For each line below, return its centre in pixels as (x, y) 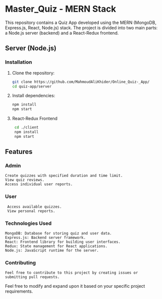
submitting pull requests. (32, 277)
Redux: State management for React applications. (56, 246)
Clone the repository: (33, 73)
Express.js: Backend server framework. (45, 238)
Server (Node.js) (31, 48)
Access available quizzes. (35, 207)
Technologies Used (28, 223)
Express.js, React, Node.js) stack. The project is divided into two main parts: (81, 27)
